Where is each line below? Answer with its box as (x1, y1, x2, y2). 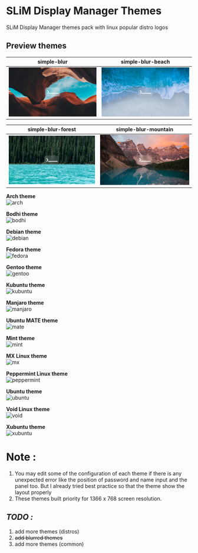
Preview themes (6, 41, 67, 51)
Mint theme (6, 334, 35, 341)
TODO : (6, 512, 34, 522)
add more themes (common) (14, 540, 84, 548)
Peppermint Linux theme (6, 370, 68, 377)
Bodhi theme (6, 210, 38, 217)
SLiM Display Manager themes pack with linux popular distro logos (6, 24, 169, 31)
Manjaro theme (6, 299, 44, 306)
